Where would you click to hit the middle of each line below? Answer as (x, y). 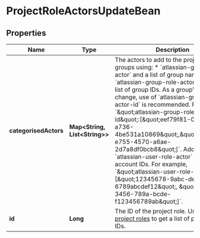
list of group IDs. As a (145, 89)
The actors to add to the (149, 60)
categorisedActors (36, 131)
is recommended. (166, 104)
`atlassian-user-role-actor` (154, 157)
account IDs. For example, (151, 164)
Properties (26, 33)
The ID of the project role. (151, 211)
